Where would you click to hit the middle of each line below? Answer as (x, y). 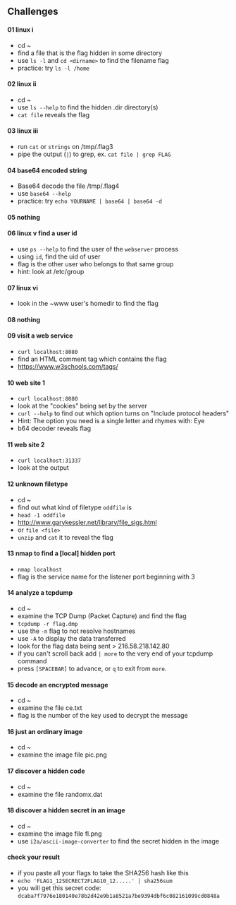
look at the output (43, 468)
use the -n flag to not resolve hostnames (76, 631)
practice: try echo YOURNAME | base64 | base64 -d (89, 201)
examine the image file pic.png (62, 755)
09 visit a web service (40, 336)
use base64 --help (44, 194)
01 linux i (20, 29)
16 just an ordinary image (45, 731)
